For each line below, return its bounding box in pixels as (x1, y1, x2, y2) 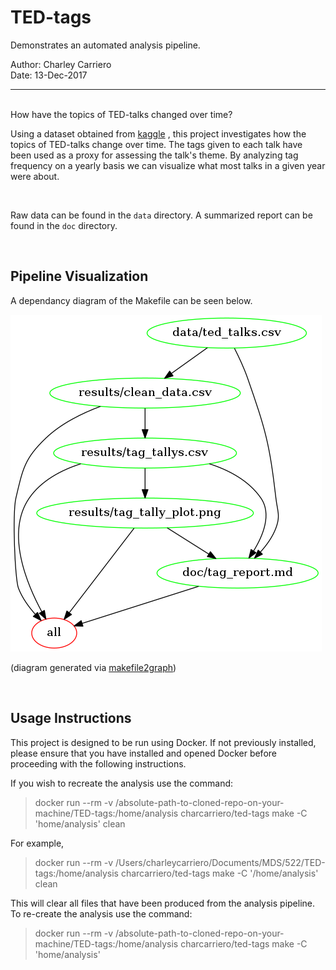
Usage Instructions (10, 710, 132, 727)
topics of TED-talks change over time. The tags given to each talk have (10, 138, 303, 150)
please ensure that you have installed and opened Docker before (10, 747, 277, 759)
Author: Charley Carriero (10, 58, 112, 70)
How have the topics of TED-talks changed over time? (10, 108, 233, 120)
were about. (10, 170, 60, 182)
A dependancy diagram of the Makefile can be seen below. (10, 294, 253, 306)
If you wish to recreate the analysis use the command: (10, 777, 234, 789)
